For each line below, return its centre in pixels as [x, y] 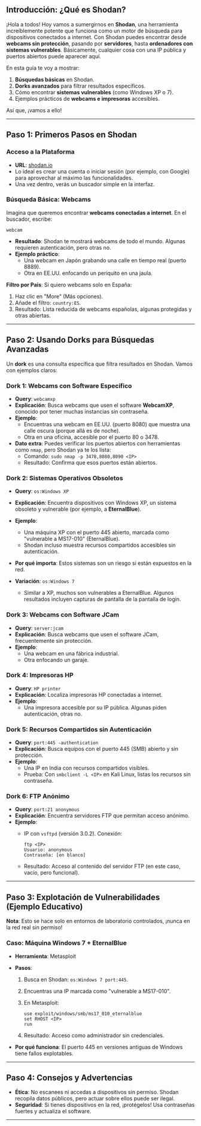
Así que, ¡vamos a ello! [34, 110]
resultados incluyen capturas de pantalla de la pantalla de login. [102, 599]
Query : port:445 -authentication [57, 742]
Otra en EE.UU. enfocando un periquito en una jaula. [88, 273]
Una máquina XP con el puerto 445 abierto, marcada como [96, 532]
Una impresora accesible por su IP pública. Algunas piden [95, 707]
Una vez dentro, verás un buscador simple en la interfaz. [85, 184]
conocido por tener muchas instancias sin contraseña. [82, 411]
